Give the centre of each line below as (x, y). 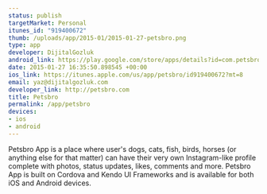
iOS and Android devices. (50, 183)
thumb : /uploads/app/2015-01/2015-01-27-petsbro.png (97, 38)
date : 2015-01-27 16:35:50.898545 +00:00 (78, 68)
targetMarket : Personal (48, 23)
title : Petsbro (33, 97)
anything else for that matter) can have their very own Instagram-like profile (132, 157)
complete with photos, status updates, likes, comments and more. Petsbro (130, 166)
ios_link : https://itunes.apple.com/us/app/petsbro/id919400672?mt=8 (126, 75)
